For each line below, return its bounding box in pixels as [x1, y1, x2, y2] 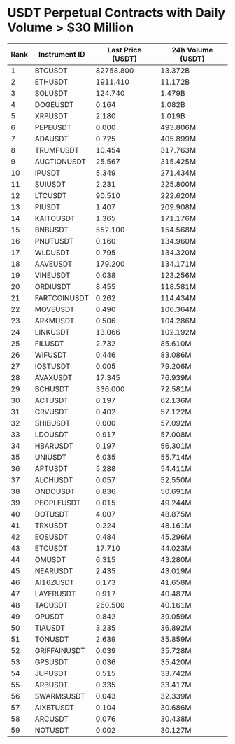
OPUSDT [34, 611, 64, 621]
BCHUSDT [34, 384, 69, 393]
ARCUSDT [34, 714, 69, 724]
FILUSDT [34, 338, 64, 348]
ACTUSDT [34, 395, 69, 405]
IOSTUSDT [34, 361, 71, 371]
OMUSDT [34, 554, 66, 564]
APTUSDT [34, 463, 69, 473]
